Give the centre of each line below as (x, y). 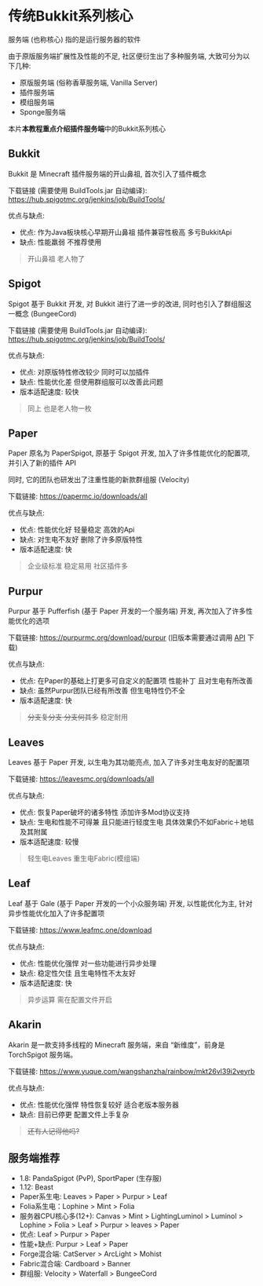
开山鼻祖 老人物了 (56, 258)
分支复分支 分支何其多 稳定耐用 (77, 717)
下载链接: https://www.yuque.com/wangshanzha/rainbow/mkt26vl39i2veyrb (131, 1071)
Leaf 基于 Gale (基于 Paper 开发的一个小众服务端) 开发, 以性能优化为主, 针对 (130, 903)
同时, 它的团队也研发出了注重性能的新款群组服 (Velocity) (99, 480)
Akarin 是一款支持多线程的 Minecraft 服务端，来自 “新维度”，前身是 (117, 1044)
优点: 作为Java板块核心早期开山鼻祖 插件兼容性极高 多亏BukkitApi (126, 232)
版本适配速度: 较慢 (49, 842)
